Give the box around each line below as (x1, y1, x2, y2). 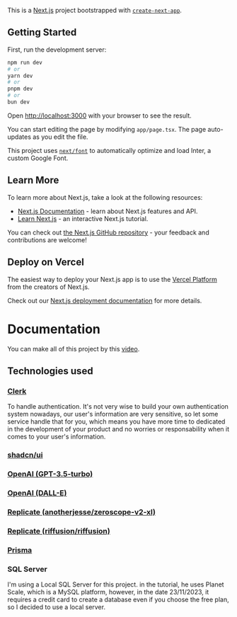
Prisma (7, 545, 33, 555)
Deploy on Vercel (7, 256, 85, 268)
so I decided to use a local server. (7, 603, 106, 611)
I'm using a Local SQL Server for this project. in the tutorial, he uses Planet (7, 580, 224, 589)
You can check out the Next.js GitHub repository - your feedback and (7, 228, 210, 237)
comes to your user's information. (7, 432, 106, 441)
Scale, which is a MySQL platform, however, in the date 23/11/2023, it (7, 588, 209, 596)
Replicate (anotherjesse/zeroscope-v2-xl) (7, 506, 156, 516)
